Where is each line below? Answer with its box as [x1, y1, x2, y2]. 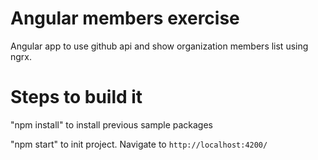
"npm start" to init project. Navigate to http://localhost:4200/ [10, 138, 268, 150]
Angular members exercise [10, 7, 240, 30]
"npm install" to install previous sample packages [10, 118, 214, 131]
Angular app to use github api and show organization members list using [10, 40, 309, 52]
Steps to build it [10, 86, 143, 109]
